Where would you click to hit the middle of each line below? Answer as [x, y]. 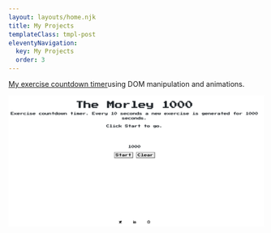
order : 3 [30, 60]
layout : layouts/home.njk [52, 17]
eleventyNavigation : [43, 43]
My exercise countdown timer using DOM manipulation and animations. [127, 84]
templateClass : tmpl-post [52, 34]
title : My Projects [41, 26]
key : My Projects [45, 52]
